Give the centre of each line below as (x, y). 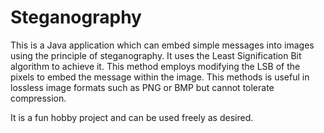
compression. (38, 98)
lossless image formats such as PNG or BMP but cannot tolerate (142, 87)
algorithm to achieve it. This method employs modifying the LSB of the (155, 66)
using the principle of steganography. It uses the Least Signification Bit (156, 55)
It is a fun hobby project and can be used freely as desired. (132, 117)
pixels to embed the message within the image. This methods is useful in (160, 77)
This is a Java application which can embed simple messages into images (162, 45)
